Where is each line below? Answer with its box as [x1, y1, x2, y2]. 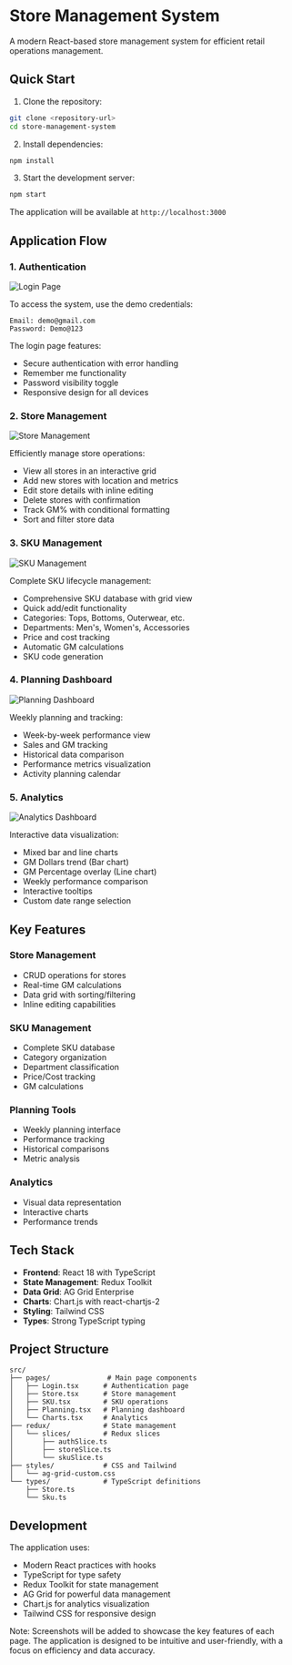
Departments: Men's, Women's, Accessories [22, 621, 190, 633]
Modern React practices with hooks [22, 1559, 156, 1571]
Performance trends [22, 1216, 98, 1227]
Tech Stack [9, 1242, 75, 1258]
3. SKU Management [9, 536, 103, 549]
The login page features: [9, 340, 102, 351]
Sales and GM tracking [22, 739, 108, 750]
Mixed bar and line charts [22, 847, 118, 858]
